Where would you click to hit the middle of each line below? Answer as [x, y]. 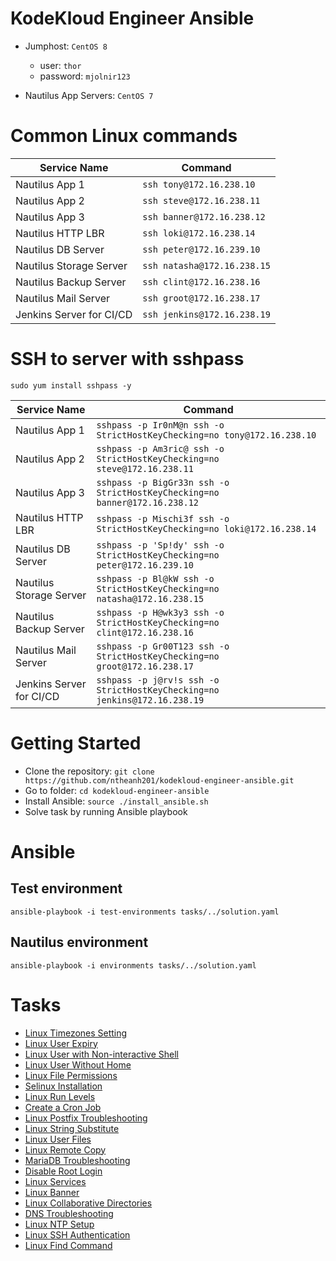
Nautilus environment [79, 942]
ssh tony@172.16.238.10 [199, 184]
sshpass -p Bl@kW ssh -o [155, 578]
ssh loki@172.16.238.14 [199, 233]
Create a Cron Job [63, 1107]
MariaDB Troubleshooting [77, 1160]
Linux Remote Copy [65, 1149]
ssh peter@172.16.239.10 [201, 249]
